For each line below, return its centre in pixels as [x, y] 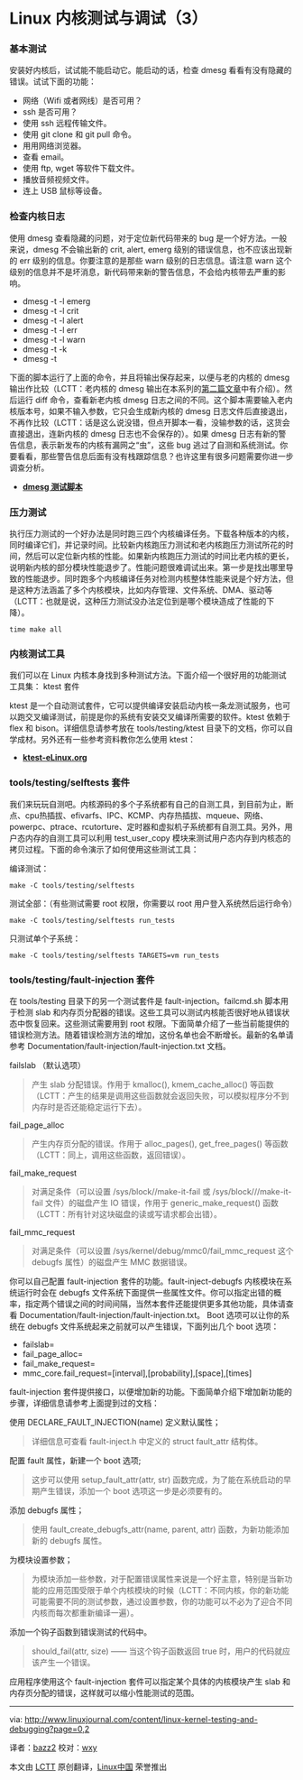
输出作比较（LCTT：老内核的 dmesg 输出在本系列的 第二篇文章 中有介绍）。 [147, 388]
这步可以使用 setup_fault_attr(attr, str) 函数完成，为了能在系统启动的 [157, 1480]
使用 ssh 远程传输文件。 [67, 124]
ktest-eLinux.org [55, 758]
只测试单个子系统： [45, 938]
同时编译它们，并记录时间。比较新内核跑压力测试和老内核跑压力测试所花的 [147, 545]
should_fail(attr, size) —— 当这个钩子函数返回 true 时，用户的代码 [153, 1651]
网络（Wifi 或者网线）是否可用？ [82, 101]
